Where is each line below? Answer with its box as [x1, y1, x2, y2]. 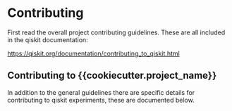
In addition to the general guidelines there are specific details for [7, 88, 195, 96]
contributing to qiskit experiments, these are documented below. [7, 96, 195, 104]
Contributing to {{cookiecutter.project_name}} [7, 70, 217, 81]
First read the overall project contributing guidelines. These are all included [7, 28, 226, 37]
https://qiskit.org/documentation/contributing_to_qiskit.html [7, 49, 180, 58]
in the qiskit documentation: [7, 35, 88, 44]
